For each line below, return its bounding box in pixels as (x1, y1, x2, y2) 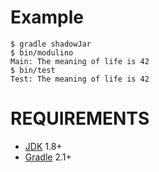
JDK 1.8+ (24, 140, 63, 152)
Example (10, 6, 84, 29)
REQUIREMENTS (10, 107, 150, 130)
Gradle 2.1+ (24, 151, 72, 163)
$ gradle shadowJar (10, 39, 92, 49)
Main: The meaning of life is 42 (10, 56, 150, 66)
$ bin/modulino (10, 47, 74, 58)
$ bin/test (10, 65, 56, 75)
